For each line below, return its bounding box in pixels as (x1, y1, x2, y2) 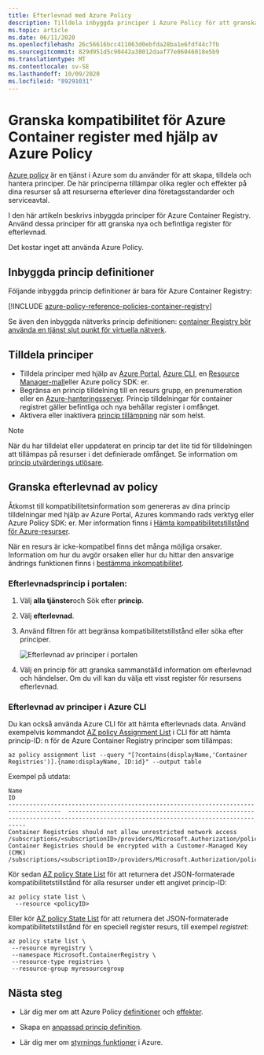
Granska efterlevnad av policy (8, 480, 159, 494)
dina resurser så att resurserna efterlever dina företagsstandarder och (8, 187, 235, 197)
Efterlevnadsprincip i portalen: (8, 578, 128, 589)
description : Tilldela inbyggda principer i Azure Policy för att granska (8, 19, 258, 27)
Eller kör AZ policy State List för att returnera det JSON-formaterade (8, 913, 229, 924)
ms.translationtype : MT (8, 56, 86, 64)
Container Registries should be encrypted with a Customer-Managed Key (8, 842, 247, 850)
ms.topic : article (8, 26, 68, 34)
